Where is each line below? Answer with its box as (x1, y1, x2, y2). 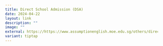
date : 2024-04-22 (5, 11, 40, 16)
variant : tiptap (5, 34, 38, 39)
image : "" (5, 25, 25, 30)
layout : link (5, 16, 32, 21)
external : (5, 29, 25, 34)
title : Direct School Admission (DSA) (5, 7, 83, 12)
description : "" (5, 20, 38, 25)
